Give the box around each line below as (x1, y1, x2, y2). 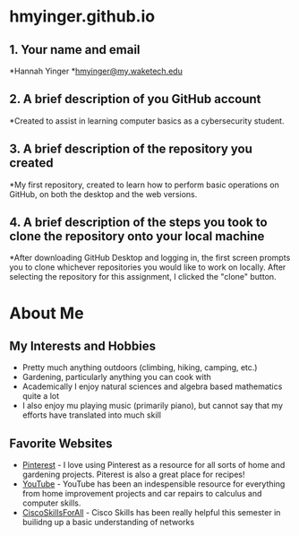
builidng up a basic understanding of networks (21, 517, 195, 528)
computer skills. (21, 497, 81, 508)
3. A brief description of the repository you (9, 142, 252, 157)
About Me (9, 303, 84, 324)
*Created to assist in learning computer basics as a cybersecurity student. (9, 115, 285, 126)
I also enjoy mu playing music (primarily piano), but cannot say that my (21, 401, 284, 411)
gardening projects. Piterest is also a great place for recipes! (21, 469, 245, 480)
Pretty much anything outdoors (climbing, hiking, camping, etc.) (21, 362, 258, 373)
